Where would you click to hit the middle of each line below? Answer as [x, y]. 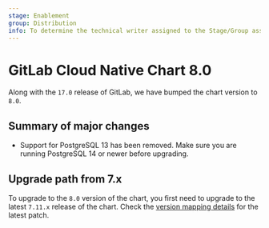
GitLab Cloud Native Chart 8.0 [110, 70]
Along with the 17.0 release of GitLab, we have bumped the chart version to [133, 92]
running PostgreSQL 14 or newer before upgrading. [104, 154]
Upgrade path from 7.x [65, 179]
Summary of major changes [79, 126]
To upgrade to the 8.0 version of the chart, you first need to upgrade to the [132, 198]
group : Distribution [43, 23]
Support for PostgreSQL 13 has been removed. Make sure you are [128, 146]
